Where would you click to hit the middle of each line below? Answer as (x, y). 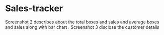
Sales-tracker (34, 9)
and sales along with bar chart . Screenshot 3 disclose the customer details (82, 27)
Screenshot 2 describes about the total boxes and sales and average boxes (82, 22)
